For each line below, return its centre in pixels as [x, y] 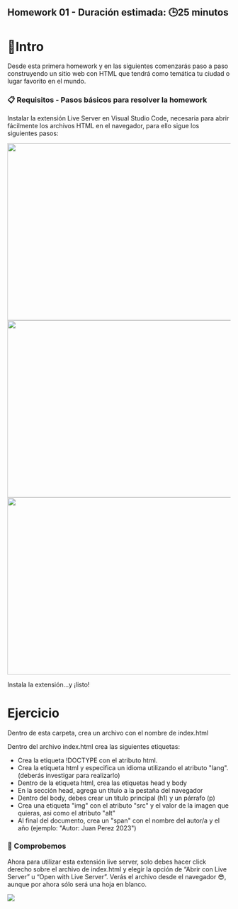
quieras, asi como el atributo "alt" [66, 813]
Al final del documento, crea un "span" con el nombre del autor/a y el [119, 820]
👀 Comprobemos [37, 846]
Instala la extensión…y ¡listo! [49, 684]
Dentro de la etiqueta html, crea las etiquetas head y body [102, 783]
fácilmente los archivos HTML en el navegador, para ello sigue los [103, 125]
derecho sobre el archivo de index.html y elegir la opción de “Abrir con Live [117, 869]
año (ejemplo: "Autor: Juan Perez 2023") [77, 828]
